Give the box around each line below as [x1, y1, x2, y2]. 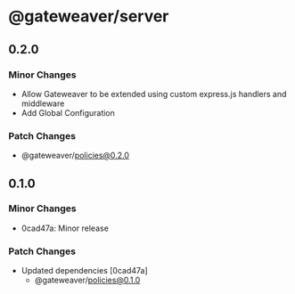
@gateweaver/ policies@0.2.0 [20, 150, 130, 161]
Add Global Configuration [20, 107, 115, 118]
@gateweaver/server [8, 6, 169, 27]
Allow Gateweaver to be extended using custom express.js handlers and [20, 88, 287, 99]
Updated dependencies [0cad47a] [20, 265, 148, 276]
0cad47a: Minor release [20, 223, 109, 233]
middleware [20, 98, 65, 109]
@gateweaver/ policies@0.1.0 [34, 274, 141, 286]
